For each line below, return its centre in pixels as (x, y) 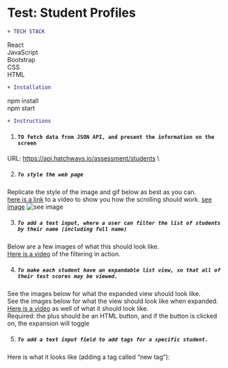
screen (27, 143)
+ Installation (29, 87)
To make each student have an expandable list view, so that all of (119, 270)
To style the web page (50, 175)
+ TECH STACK (26, 31)
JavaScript (23, 52)
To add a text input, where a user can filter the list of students (119, 223)
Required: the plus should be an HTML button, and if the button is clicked (112, 316)
